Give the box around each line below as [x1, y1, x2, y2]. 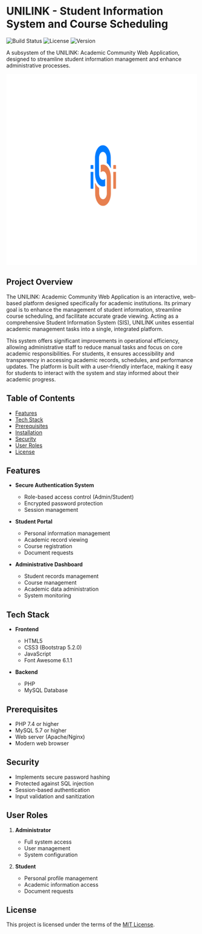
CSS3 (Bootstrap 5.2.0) [24, 644, 82, 651]
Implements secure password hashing [15, 773, 110, 781]
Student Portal [15, 518, 53, 525]
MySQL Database [24, 687, 68, 694]
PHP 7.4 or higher [15, 721, 59, 727]
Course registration [24, 543, 73, 550]
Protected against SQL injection [15, 779, 94, 787]
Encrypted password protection [24, 500, 103, 507]
